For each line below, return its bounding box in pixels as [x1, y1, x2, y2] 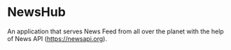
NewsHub [7, 4, 66, 20]
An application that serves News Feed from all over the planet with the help [7, 27, 224, 35]
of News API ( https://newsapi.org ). [7, 34, 107, 42]
